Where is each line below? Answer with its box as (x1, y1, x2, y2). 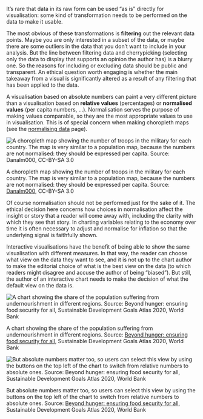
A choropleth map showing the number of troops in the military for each (6, 168, 185, 175)
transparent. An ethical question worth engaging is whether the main (6, 69, 178, 75)
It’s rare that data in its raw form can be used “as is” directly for (6, 5, 164, 12)
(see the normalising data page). (6, 126, 88, 132)
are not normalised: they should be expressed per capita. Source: (6, 181, 170, 188)
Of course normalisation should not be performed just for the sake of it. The (6, 199, 196, 206)
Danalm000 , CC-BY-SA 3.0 (6, 187, 75, 195)
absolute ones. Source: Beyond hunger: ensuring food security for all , (6, 400, 181, 407)
